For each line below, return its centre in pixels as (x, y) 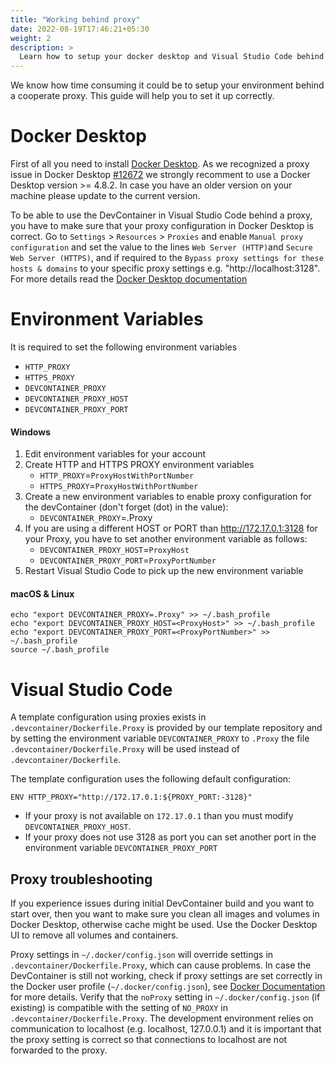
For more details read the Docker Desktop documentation (129, 279)
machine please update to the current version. (105, 196)
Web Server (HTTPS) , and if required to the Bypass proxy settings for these (167, 258)
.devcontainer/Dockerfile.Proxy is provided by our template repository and (166, 728)
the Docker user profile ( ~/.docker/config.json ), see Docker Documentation (168, 987)
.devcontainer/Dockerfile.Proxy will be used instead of (125, 749)
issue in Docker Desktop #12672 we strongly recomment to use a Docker (160, 175)
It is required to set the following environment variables (124, 347)
